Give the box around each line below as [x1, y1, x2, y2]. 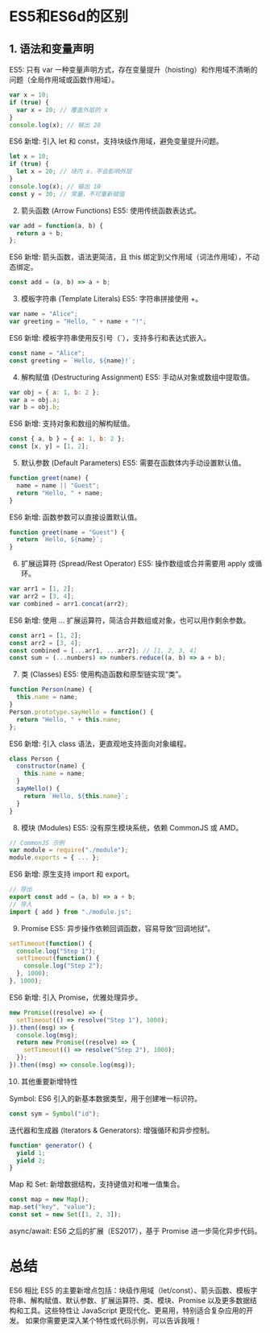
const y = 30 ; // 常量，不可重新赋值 [9, 190, 125, 198]
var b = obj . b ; [9, 404, 60, 412]
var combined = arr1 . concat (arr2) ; [9, 599, 129, 608]
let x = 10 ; [9, 152, 49, 161]
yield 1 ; [16, 1149, 46, 1157]
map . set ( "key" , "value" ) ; [9, 1203, 96, 1211]
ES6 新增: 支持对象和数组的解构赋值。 [9, 419, 135, 428]
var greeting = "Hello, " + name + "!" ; [9, 317, 147, 325]
